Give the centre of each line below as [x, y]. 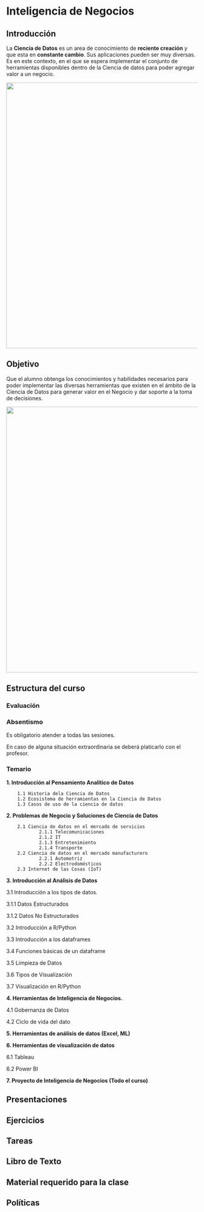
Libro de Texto [34, 1162]
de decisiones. [25, 398]
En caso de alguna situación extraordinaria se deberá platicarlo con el [93, 747]
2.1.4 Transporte [61, 848]
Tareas [20, 1141]
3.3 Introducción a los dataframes [49, 939]
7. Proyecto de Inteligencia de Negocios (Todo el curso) [77, 1080]
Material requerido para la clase [68, 1182]
